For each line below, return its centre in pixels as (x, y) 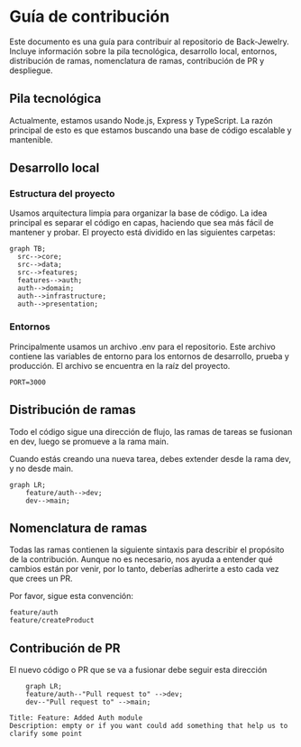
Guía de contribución (90, 17)
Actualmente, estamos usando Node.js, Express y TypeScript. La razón (141, 120)
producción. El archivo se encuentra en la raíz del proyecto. (120, 365)
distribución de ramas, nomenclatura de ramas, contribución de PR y (137, 60)
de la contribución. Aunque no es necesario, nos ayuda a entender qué (141, 559)
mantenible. (31, 139)
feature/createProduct (52, 621)
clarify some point (46, 734)
